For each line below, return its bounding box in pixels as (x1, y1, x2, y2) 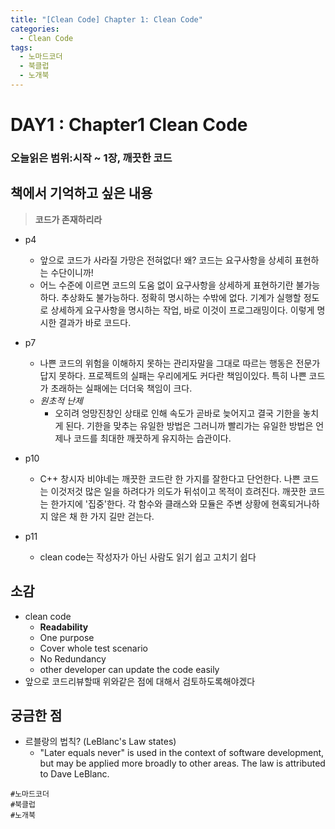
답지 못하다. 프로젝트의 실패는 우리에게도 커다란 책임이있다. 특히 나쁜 (39, 369, 307, 381)
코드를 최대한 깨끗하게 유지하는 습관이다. (73, 432, 232, 444)
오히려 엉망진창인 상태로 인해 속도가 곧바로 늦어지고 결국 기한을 (54, 407, 301, 419)
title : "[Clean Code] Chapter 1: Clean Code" (10, 14, 203, 25)
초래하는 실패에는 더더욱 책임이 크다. (50, 382, 193, 394)
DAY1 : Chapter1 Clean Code (10, 114, 248, 136)
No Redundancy (39, 652, 107, 665)
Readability (39, 621, 89, 633)
